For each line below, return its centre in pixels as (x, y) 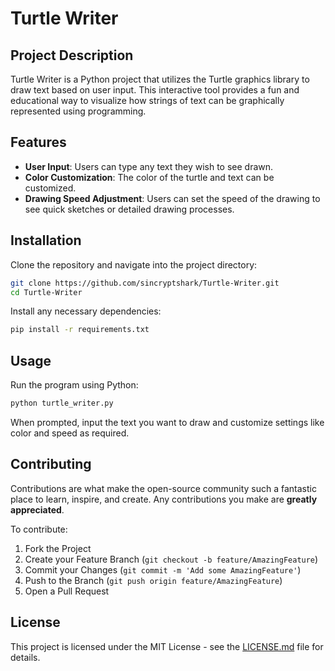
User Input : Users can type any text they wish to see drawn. (149, 166)
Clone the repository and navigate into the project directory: (134, 264)
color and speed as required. (70, 433)
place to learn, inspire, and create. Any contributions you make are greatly (164, 499)
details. (25, 657)
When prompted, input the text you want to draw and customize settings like (167, 422)
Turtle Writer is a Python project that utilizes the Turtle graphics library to (160, 79)
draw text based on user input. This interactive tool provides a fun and (155, 90)
